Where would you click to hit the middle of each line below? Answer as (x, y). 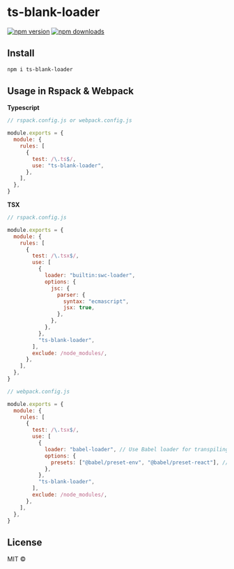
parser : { (71, 295)
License (25, 542)
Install (21, 53)
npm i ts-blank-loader (40, 69)
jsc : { (61, 288)
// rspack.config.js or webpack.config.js (70, 120)
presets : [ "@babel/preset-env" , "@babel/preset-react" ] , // (140, 462)
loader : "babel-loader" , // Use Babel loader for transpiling (136, 449)
